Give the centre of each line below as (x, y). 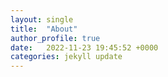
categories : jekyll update (66, 57)
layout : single (42, 19)
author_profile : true (55, 38)
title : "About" (44, 29)
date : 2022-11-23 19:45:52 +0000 (84, 47)
